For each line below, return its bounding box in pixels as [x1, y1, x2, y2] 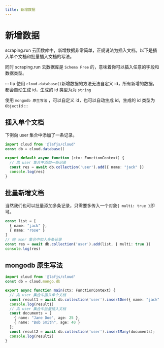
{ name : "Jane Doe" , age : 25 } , [14, 315, 80, 320]
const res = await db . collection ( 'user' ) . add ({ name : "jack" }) [9, 165, 144, 170]
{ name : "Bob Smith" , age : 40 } [14, 320, 80, 325]
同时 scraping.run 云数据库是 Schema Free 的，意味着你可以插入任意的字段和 [5, 64, 159, 70]
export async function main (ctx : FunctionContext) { [5, 288, 116, 293]
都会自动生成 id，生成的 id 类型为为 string [5, 87, 91, 93]
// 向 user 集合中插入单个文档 [9, 292, 66, 297]
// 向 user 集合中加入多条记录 [5, 237, 62, 242]
